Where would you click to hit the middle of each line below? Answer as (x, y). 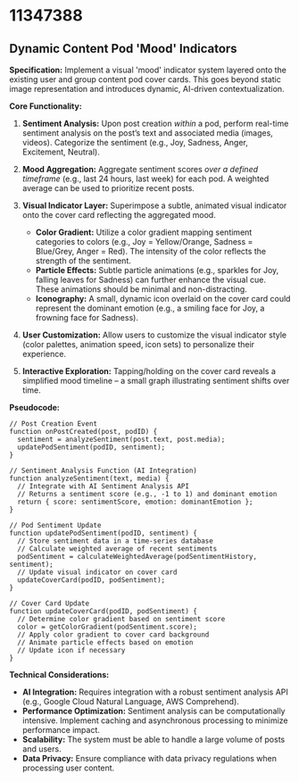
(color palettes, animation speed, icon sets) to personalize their (138, 344)
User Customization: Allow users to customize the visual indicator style (154, 335)
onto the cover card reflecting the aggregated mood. (119, 215)
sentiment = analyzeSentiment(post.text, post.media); (121, 439)
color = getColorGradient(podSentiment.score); (108, 627)
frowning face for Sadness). (87, 317)
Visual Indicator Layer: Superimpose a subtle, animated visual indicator (154, 205)
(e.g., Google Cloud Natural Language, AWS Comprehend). (130, 701)
